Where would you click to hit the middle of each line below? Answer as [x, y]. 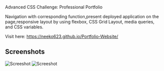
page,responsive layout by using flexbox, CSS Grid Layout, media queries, [80, 22]
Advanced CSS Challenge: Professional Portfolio [54, 7]
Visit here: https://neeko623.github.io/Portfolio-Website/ [62, 36]
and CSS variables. [24, 27]
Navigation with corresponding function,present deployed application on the [82, 16]
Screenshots [25, 52]
